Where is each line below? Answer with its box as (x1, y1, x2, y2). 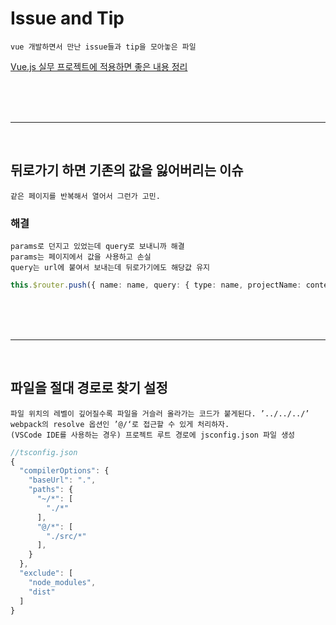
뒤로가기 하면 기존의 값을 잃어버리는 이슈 (10, 162, 244, 179)
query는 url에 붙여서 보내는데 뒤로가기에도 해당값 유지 (10, 263, 211, 273)
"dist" (28, 587, 56, 597)
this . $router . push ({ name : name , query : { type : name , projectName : (10, 280, 302, 291)
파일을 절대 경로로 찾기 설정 (10, 380, 168, 397)
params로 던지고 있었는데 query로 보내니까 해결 (10, 242, 185, 252)
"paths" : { (28, 485, 74, 495)
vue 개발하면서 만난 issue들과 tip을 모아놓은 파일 (10, 42, 197, 52)
